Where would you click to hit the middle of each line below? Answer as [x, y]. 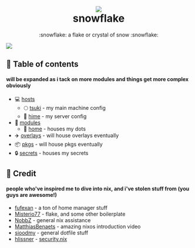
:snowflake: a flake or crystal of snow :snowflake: [99, 35]
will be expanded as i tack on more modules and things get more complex [97, 79]
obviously [19, 85]
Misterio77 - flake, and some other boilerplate [70, 214]
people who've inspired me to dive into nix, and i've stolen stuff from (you [98, 189]
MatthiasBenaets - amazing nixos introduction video [78, 227]
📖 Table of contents [42, 64]
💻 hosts [25, 99]
